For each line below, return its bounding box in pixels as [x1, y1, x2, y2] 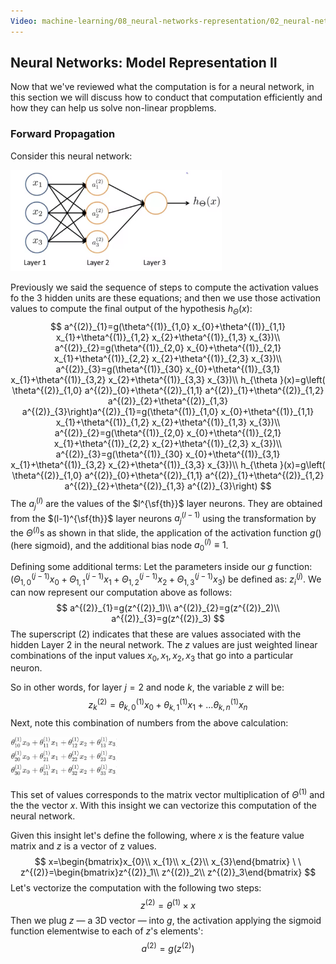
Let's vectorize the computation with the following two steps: [10, 881, 262, 894]
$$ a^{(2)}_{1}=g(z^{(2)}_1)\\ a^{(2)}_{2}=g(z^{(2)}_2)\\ [56, 601, 280, 614]
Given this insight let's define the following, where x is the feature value [10, 829, 305, 841]
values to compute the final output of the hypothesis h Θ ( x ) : [10, 303, 253, 317]
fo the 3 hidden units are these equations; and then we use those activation [10, 292, 321, 304]
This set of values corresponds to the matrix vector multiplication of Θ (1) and [10, 786, 325, 800]
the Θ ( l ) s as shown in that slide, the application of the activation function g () [10, 525, 322, 539]
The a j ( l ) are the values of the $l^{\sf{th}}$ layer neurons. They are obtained [10, 496, 323, 512]
